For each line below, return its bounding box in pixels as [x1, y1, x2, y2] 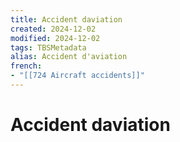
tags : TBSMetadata [10, 42, 87, 53]
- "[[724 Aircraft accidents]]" [10, 71, 145, 81]
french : [10, 61, 43, 71]
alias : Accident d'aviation [10, 52, 128, 62]
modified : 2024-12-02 [10, 33, 101, 43]
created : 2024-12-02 [10, 24, 97, 34]
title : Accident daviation [10, 14, 123, 25]
